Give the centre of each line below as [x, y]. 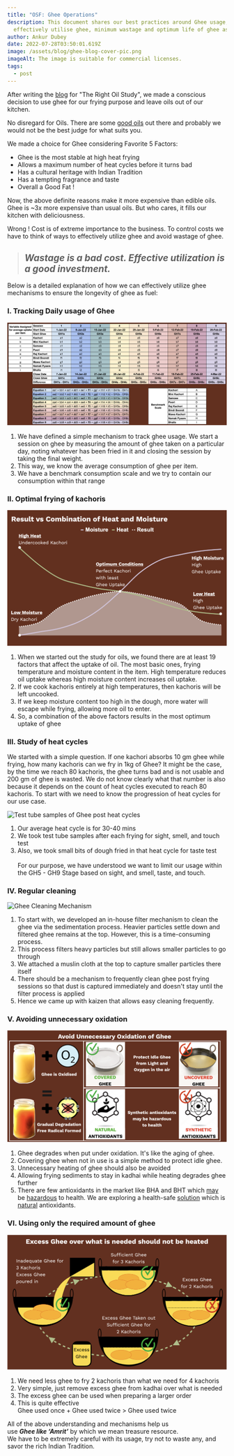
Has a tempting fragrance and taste [68, 179]
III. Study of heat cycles [48, 742]
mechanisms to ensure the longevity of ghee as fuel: [83, 293]
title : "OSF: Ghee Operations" [53, 15]
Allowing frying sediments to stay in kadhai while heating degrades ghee [122, 1176]
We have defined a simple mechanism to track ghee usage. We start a [118, 436]
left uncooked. [38, 693]
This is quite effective [48, 1403]
